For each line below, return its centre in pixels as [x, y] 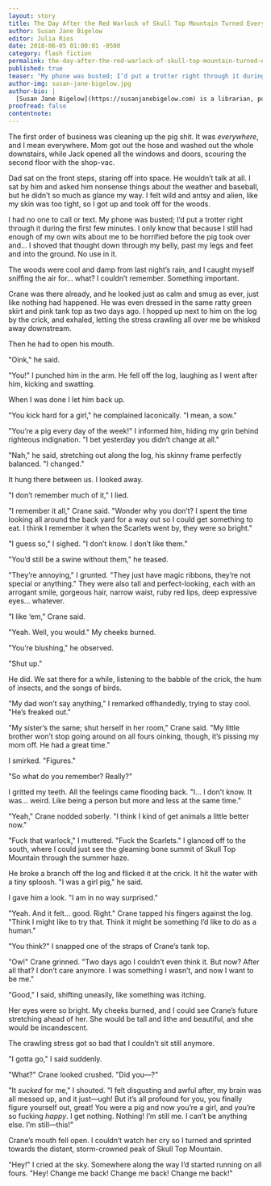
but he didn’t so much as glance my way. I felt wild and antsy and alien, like [133, 195]
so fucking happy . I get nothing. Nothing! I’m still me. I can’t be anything [128, 1116]
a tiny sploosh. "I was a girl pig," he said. [76, 882]
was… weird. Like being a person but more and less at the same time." [125, 801]
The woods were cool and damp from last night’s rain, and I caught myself [131, 269]
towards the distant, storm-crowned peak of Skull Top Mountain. [116, 1149]
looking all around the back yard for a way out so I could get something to [131, 519]
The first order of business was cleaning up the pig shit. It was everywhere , [134, 137]
